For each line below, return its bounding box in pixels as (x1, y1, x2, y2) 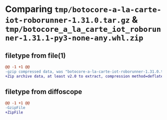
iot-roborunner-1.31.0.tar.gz (5, 16, 130, 25)
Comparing (5, 3, 53, 15)
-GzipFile (5, 106, 26, 111)
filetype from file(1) (5, 51, 66, 60)
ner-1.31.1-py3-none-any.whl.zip (5, 33, 144, 43)
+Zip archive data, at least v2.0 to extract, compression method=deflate (5, 74, 164, 79)
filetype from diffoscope (5, 88, 83, 96)
